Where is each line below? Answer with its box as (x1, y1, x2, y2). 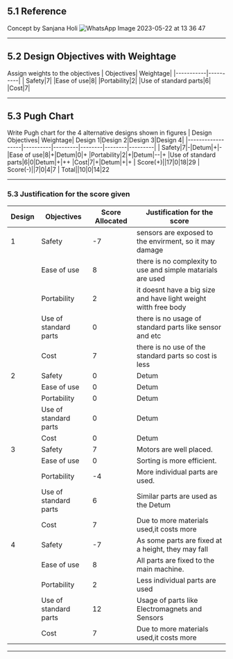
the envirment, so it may (136, 236, 215, 246)
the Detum (136, 499, 171, 509)
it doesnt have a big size (136, 284, 216, 294)
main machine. (136, 564, 184, 574)
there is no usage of (136, 314, 202, 323)
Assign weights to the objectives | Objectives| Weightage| (7, 69, 172, 77)
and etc (136, 331, 162, 341)
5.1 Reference (7, 6, 67, 17)
